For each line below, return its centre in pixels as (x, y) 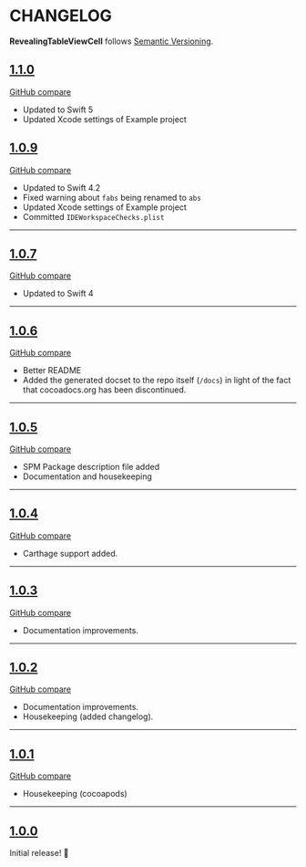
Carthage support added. (70, 553)
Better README (52, 371)
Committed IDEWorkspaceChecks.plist (93, 216)
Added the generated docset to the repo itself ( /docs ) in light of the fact (157, 381)
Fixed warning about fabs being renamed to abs (112, 197)
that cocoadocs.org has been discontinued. (104, 390)
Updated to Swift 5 (58, 110)
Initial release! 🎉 (40, 853)
